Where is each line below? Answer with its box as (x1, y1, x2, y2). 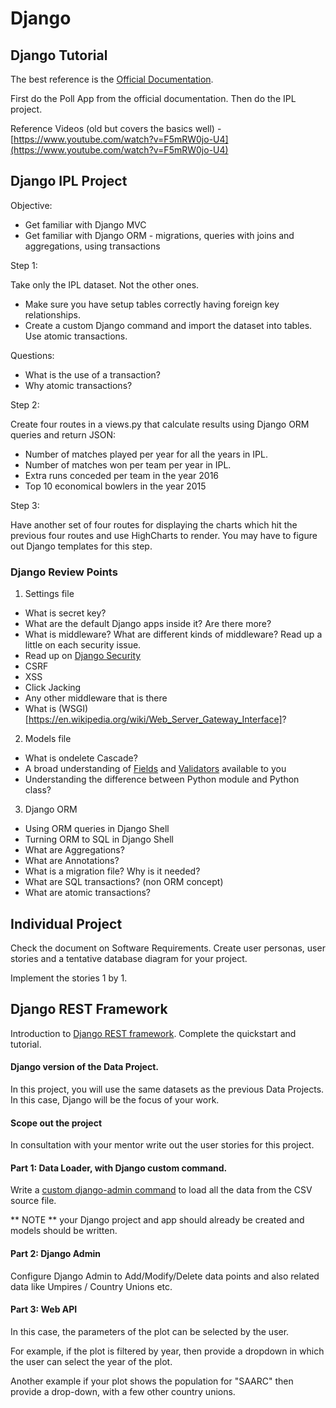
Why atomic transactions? (24, 379, 133, 391)
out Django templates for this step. (10, 540, 153, 552)
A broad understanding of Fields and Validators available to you (24, 763, 287, 775)
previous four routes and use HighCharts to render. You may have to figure (10, 529, 318, 541)
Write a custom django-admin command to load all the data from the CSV (10, 1184, 313, 1196)
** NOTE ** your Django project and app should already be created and (10, 1214, 305, 1226)
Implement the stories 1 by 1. (10, 972, 128, 984)
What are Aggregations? (24, 844, 125, 856)
